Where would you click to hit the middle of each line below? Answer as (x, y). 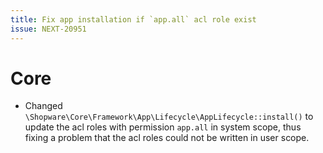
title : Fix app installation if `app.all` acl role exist (133, 19)
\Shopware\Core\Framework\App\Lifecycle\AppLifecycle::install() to (169, 117)
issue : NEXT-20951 (48, 29)
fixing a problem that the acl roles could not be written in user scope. (167, 138)
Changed (43, 106)
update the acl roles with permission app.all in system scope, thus (163, 127)
